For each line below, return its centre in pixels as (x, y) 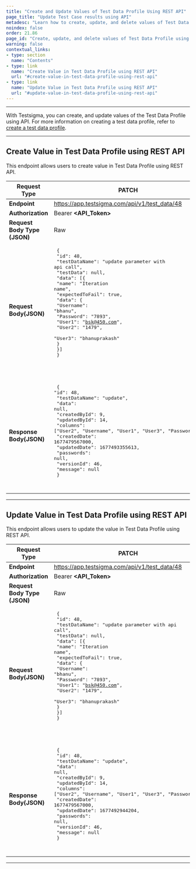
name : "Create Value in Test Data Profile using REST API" (85, 71)
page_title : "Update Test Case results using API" (69, 17)
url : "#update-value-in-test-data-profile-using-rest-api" (85, 93)
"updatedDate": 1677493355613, (98, 447)
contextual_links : (28, 50)
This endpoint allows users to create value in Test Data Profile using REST (95, 166)
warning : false (24, 44)
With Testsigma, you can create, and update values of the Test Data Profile (96, 115)
